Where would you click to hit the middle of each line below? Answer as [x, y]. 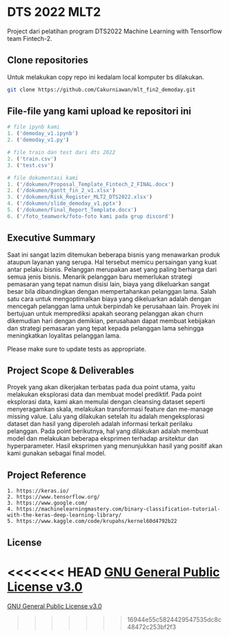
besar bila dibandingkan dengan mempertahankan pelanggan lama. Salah [112, 291]
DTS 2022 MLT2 [54, 12]
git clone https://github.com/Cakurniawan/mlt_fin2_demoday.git [101, 90]
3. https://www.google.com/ [48, 503]
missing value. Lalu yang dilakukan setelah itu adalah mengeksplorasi [106, 416]
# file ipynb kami [33, 127]
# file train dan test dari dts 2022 [61, 153]
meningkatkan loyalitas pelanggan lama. [64, 335]
